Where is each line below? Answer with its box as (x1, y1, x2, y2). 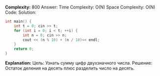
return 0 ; (14, 46, 34, 51)
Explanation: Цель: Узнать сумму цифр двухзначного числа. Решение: (5, 60, 153, 66)
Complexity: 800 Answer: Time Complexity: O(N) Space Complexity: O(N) (5, 4, 156, 10)
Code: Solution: (5, 9, 37, 15)
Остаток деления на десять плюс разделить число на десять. (5, 65, 135, 71)
